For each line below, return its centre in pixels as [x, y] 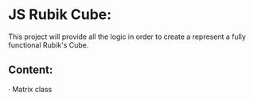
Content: [31, 70]
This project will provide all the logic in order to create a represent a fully [127, 37]
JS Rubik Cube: [60, 15]
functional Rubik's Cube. [49, 44]
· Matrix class [30, 89]
